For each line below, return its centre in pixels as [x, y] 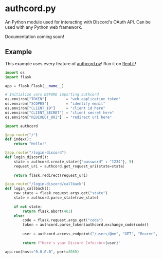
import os [15, 73]
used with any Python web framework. [44, 27]
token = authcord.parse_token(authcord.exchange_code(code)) [86, 225]
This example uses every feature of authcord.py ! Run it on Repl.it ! [71, 63]
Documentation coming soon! [35, 37]
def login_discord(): [27, 157]
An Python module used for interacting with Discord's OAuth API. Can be [78, 22]
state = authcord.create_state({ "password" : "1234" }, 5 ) [74, 162]
